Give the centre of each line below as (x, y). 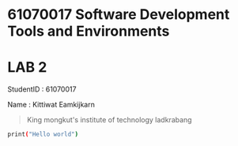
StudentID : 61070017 (42, 89)
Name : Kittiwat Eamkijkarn (51, 105)
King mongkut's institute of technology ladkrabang (109, 120)
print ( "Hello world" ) (43, 135)
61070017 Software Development (119, 15)
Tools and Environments (89, 31)
